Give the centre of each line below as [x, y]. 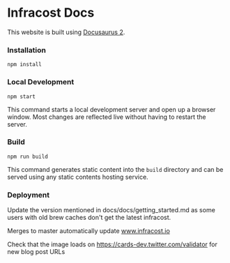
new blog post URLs [36, 252]
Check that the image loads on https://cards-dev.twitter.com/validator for [112, 244]
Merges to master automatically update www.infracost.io [89, 231]
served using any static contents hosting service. [78, 177]
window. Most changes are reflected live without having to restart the [107, 117]
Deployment [29, 195]
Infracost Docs [51, 13]
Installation [27, 50]
